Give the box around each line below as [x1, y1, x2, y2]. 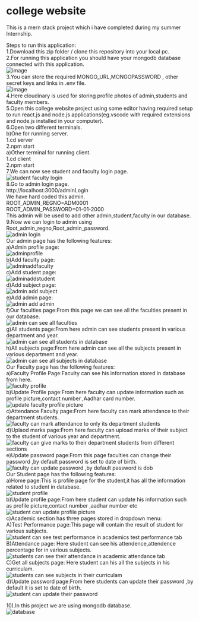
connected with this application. [6, 61, 84, 68]
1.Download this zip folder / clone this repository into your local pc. [6, 47, 170, 55]
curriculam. [6, 565, 34, 572]
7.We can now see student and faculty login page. [6, 167, 129, 175]
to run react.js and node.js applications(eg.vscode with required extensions [6, 111, 191, 118]
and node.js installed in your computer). [6, 117, 104, 124]
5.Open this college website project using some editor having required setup [6, 104, 193, 112]
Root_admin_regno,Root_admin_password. [6, 224, 110, 232]
